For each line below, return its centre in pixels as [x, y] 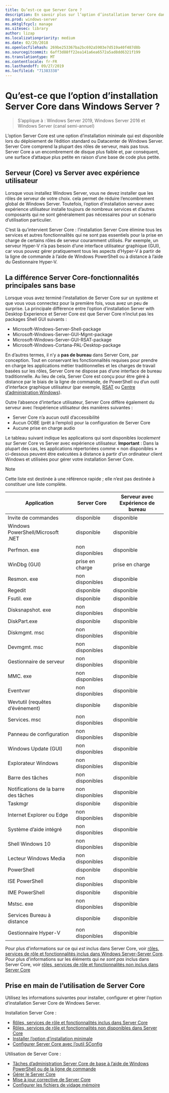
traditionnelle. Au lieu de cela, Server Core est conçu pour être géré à [77, 376]
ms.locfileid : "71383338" [32, 71]
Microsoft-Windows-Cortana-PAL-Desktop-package [67, 345]
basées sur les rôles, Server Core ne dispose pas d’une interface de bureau [83, 371]
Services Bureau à [29, 915]
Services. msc [24, 720]
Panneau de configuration [38, 734]
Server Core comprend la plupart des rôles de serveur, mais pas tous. [77, 146]
